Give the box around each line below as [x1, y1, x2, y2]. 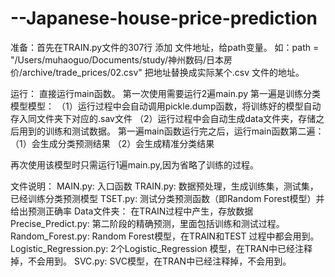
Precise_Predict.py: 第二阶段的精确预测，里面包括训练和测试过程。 [10, 217, 285, 229]
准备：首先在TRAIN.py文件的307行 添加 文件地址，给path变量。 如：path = [10, 41, 320, 53]
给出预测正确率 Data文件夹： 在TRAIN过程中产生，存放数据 [10, 205, 254, 217]
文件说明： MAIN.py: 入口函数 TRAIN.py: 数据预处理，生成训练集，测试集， [10, 180, 319, 192]
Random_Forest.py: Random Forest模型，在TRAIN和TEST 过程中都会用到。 [10, 230, 320, 242]
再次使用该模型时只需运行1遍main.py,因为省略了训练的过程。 [10, 158, 260, 171]
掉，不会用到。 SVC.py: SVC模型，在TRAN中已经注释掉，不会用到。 [10, 255, 292, 267]
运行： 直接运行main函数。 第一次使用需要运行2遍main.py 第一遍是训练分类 [10, 87, 322, 99]
